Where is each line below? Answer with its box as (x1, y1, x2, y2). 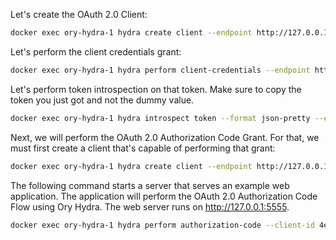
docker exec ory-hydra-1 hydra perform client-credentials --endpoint (10, 65, 311, 75)
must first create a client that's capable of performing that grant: (10, 142, 276, 154)
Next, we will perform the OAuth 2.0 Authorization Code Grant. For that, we (10, 131, 320, 143)
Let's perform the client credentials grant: (10, 45, 182, 58)
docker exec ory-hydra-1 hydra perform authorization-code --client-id (10, 220, 315, 230)
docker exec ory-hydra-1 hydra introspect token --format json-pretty (10, 113, 311, 123)
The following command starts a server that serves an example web (10, 179, 290, 191)
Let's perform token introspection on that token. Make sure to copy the (10, 83, 302, 95)
